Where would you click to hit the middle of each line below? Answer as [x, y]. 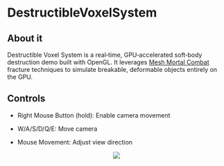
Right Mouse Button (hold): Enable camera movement [94, 115]
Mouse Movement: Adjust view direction [75, 142]
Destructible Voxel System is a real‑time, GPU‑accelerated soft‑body [105, 55]
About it [25, 38]
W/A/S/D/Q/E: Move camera [57, 129]
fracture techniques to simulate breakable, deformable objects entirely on [112, 70]
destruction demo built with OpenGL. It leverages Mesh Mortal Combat [108, 62]
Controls [26, 99]
